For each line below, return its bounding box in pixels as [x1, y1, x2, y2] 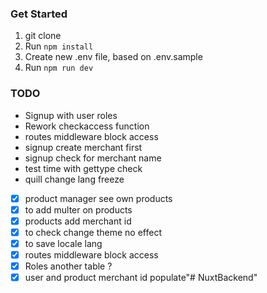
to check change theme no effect [24, 226, 163, 238]
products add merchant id [24, 215, 132, 227]
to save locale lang [24, 237, 103, 249]
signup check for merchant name [24, 152, 162, 164]
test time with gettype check [24, 162, 143, 174]
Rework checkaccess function [24, 120, 150, 132]
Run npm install [24, 40, 94, 52]
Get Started [10, 7, 68, 21]
